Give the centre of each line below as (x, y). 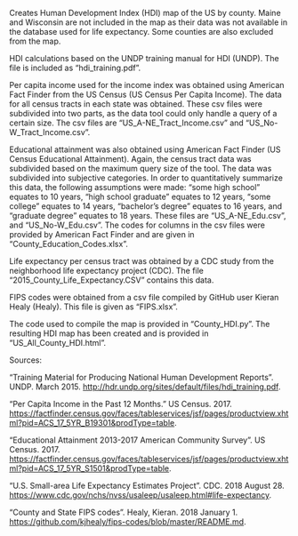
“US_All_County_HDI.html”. (58, 343)
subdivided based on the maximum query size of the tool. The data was (141, 168)
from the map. (35, 41)
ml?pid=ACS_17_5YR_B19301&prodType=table (92, 423)
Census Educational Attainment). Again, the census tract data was (130, 159)
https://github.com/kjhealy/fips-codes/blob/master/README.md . (128, 522)
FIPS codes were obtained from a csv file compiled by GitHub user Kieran (144, 297)
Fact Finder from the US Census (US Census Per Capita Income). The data (145, 94)
